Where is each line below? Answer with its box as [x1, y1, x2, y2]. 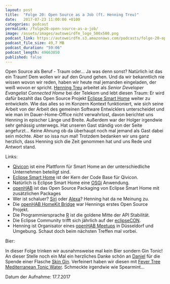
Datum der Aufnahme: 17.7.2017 [5, 274, 71, 280]
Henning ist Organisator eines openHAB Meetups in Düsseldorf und [12, 223, 154, 229]
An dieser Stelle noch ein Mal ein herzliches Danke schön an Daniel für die [5, 253, 160, 259]
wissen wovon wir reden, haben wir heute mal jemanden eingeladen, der [5, 79, 157, 85]
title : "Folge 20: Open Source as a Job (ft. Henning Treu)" [5, 12, 139, 17]
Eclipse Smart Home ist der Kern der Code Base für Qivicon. [12, 174, 138, 181]
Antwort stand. [5, 144, 36, 150]
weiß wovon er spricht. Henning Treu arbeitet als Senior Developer [5, 85, 144, 91]
